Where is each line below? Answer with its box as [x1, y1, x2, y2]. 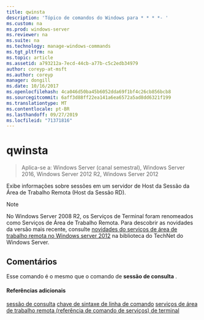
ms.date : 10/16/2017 [6, 83, 59, 90]
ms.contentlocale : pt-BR [6, 105, 70, 112]
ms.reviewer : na [6, 32, 48, 38]
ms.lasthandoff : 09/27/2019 [6, 112, 78, 118]
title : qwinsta [6, 9, 45, 15]
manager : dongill [6, 77, 51, 83]
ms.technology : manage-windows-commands [6, 44, 111, 50]
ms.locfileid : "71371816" [6, 117, 72, 123]
